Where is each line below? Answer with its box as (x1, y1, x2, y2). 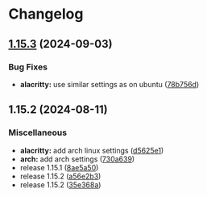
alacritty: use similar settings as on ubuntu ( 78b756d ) (19, 79, 200, 89)
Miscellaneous (8, 127, 67, 138)
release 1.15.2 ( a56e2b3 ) (19, 171, 101, 181)
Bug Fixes (8, 61, 48, 73)
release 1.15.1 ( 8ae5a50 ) (19, 162, 99, 172)
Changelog (8, 5, 84, 23)
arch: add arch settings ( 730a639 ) (19, 154, 135, 164)
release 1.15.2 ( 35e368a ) (19, 179, 101, 190)
